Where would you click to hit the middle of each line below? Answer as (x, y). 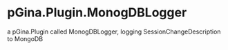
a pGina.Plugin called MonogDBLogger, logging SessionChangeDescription (114, 32)
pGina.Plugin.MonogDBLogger (97, 13)
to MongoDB (25, 38)
